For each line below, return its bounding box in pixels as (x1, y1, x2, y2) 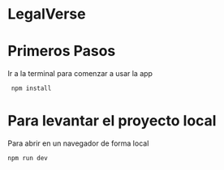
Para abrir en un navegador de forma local (7, 138, 149, 148)
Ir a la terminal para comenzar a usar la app (7, 69, 153, 79)
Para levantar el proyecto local (7, 112, 217, 130)
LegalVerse (7, 5, 86, 23)
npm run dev (7, 154, 48, 162)
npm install (11, 84, 52, 93)
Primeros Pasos (7, 42, 116, 61)
